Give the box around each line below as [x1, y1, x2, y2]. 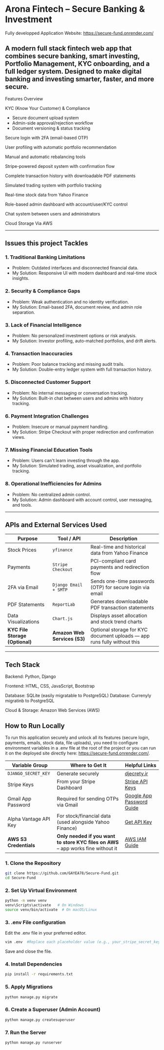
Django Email [52, 582, 83, 588]
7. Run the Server [5, 1029, 46, 1036]
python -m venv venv [5, 898, 47, 903]
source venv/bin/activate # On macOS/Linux [5, 907, 97, 913]
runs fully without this [90, 639, 140, 646]
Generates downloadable [90, 598, 148, 605]
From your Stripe [57, 778, 95, 785]
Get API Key [124, 818, 152, 825]
